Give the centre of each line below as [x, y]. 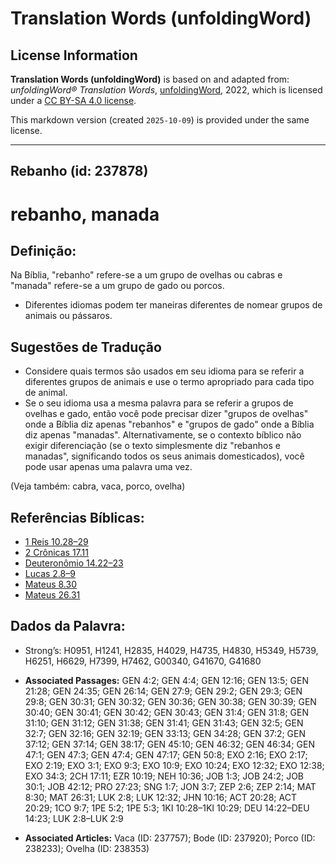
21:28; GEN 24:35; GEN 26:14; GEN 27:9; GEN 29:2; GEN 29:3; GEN [163, 691]
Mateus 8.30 [50, 584]
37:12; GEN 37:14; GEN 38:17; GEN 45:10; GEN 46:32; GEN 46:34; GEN [169, 744]
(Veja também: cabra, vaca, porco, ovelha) [98, 486]
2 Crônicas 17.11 [56, 553]
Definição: [43, 250]
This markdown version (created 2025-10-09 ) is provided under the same [160, 120]
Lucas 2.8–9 [50, 574]
